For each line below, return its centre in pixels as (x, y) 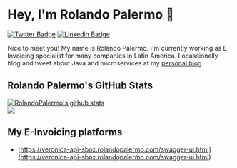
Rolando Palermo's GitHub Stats (80, 86)
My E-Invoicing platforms (65, 132)
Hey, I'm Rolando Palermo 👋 (91, 15)
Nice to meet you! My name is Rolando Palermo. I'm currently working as (115, 48)
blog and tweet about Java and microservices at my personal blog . (106, 63)
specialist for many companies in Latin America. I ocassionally (127, 56)
